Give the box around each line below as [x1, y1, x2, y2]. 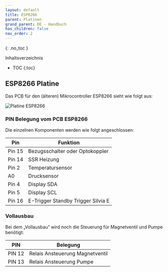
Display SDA [28, 181, 58, 188]
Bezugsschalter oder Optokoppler [28, 148, 109, 155]
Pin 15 [8, 148, 24, 155]
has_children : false [5, 26, 49, 32]
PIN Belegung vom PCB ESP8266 [5, 115, 88, 123]
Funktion [58, 139, 80, 146]
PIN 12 [8, 250, 24, 257]
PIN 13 [8, 258, 24, 265]
